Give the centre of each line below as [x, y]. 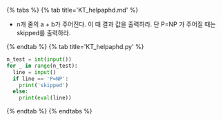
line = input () [35, 72]
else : [21, 92]
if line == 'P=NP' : [41, 79]
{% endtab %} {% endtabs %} [49, 111]
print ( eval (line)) [45, 98]
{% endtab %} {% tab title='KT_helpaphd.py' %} [75, 47]
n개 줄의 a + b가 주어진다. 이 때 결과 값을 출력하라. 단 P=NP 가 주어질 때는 [116, 24]
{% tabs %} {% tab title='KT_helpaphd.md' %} [72, 10]
